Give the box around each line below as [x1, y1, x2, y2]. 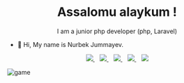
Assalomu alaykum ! [56, 4, 178, 20]
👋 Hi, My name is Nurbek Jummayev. [17, 40, 124, 48]
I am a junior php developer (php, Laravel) [56, 27, 178, 35]
